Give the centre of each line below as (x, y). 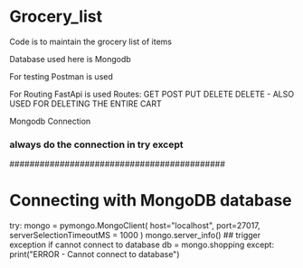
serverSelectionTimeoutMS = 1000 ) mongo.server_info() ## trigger (135, 236)
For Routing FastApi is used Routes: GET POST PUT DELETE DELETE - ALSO (152, 94)
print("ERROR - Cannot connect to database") (95, 254)
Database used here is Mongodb (70, 59)
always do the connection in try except (96, 144)
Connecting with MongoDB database (151, 201)
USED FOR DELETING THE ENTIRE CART (85, 103)
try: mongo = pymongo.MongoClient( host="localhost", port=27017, (135, 226)
